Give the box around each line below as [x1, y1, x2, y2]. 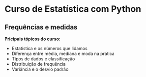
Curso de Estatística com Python [4, 3, 141, 15]
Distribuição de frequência [11, 61, 66, 67]
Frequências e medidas [4, 23, 78, 31]
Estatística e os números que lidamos [11, 46, 88, 51]
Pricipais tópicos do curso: [4, 36, 61, 42]
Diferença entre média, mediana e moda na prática [11, 51, 115, 56]
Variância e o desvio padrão [11, 66, 69, 72]
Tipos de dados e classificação [11, 56, 75, 62]
